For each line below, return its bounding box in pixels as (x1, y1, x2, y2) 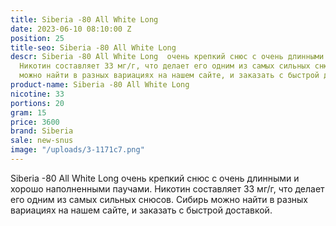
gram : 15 (10, 107, 47, 118)
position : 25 (10, 33, 65, 43)
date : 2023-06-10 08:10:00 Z (10, 24, 132, 34)
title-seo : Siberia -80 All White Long (10, 42, 177, 53)
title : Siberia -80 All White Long (10, 14, 159, 25)
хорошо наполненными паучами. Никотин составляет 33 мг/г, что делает (10, 182, 325, 195)
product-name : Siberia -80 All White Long (10, 80, 190, 90)
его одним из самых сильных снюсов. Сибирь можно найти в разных (10, 193, 309, 205)
